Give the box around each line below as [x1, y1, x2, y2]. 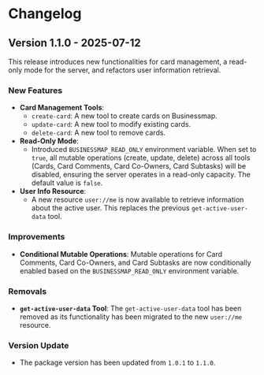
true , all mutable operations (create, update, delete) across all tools [31, 153, 251, 162]
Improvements [8, 232, 65, 243]
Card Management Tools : [19, 103, 105, 113]
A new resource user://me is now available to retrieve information [31, 195, 244, 205]
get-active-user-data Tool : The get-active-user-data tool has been [19, 303, 242, 313]
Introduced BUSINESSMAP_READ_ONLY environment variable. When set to [31, 145, 257, 154]
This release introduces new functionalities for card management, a [8, 57, 228, 66]
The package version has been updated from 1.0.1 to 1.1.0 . [19, 358, 216, 367]
